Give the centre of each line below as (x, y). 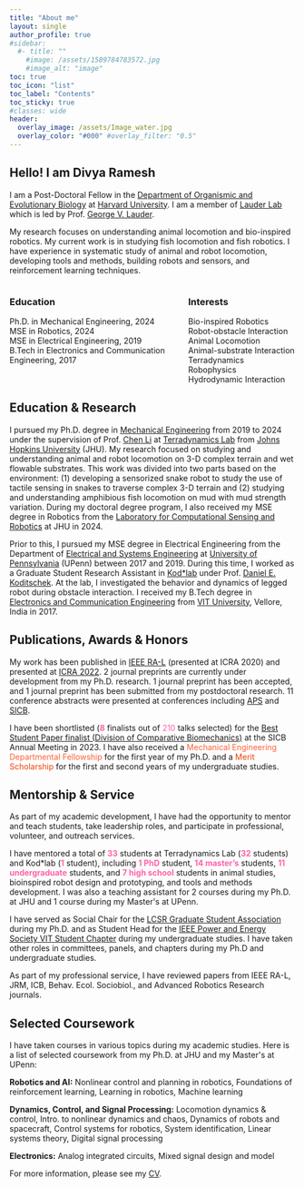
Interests (208, 302)
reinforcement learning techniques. (75, 270)
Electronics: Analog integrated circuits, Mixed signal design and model (142, 1156)
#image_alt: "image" (64, 69)
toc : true (28, 77)
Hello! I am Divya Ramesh (83, 173)
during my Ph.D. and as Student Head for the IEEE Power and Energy (138, 929)
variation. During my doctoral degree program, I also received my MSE (141, 507)
